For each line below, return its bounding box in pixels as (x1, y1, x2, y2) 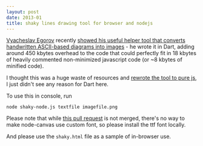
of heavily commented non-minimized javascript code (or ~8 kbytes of (6, 56, 183, 64)
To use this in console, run (6, 92, 73, 100)
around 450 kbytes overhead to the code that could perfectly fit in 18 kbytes (6, 50, 197, 57)
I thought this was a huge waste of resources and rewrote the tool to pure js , (6, 74, 197, 82)
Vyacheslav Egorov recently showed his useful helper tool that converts (6, 37, 186, 44)
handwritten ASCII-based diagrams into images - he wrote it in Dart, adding (6, 43, 195, 50)
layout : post (6, 8, 39, 15)
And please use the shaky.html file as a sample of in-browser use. (6, 133, 171, 140)
